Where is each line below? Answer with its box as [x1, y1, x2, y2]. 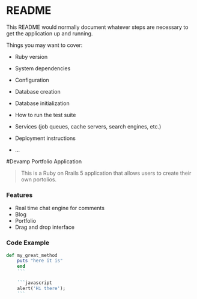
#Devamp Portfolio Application [6, 157, 82, 165]
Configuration [14, 76, 49, 83]
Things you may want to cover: [6, 41, 83, 49]
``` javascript [17, 280, 52, 286]
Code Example [6, 238, 50, 247]
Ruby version [14, 53, 48, 60]
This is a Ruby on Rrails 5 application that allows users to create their [20, 169, 192, 177]
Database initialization [14, 100, 70, 107]
